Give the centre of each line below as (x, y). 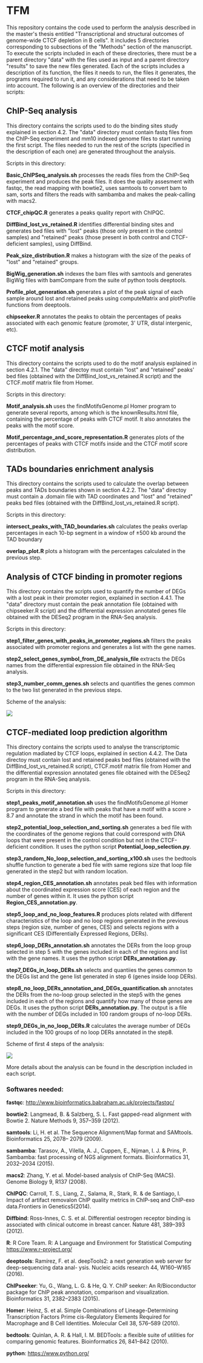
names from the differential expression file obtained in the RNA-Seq (91, 665)
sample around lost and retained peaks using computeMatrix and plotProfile (101, 298)
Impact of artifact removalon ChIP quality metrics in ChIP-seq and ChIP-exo (101, 1200)
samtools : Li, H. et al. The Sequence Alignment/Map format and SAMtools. (100, 1132)
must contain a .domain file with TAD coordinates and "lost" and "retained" (100, 497)
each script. (21, 1073)
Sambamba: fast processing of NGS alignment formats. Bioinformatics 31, (98, 1157)
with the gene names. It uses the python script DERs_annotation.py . (92, 958)
